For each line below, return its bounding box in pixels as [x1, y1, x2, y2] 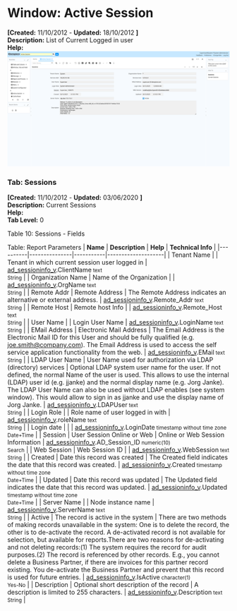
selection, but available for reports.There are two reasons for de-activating [7, 536, 224, 544]
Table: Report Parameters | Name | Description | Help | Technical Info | [7, 243, 217, 252]
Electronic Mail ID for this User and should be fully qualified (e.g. [7, 333, 195, 341]
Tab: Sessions [7, 177, 57, 187]
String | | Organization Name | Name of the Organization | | [7, 273, 175, 282]
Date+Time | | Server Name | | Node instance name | [7, 498, 155, 507]
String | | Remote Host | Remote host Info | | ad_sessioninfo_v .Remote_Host [7, 303, 222, 312]
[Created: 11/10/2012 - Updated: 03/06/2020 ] [7, 193, 143, 202]
